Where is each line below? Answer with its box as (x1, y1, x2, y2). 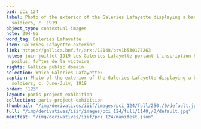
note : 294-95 (6, 31, 39, 37)
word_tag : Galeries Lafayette (6, 36, 82, 42)
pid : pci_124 (6, 8, 39, 15)
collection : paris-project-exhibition (6, 97, 103, 103)
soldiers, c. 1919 (11, 20, 58, 26)
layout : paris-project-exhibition (6, 92, 93, 97)
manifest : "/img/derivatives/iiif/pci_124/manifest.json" (6, 114, 154, 119)
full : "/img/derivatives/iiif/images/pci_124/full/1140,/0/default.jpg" (6, 108, 191, 114)
